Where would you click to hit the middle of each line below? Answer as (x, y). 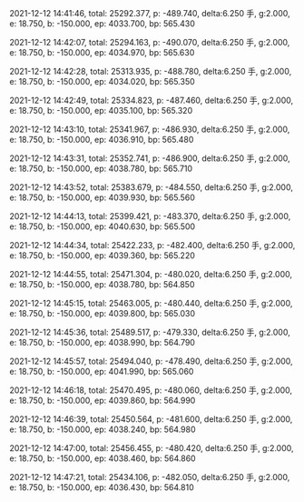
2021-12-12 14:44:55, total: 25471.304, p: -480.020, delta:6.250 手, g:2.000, (151, 274)
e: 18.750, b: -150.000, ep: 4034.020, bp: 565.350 (102, 81)
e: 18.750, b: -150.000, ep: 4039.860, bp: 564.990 (103, 400)
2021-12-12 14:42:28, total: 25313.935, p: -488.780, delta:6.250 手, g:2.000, (151, 71)
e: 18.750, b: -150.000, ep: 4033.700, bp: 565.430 (102, 24)
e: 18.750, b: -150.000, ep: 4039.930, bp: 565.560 (102, 197)
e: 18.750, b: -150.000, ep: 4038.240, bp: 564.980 (103, 429)
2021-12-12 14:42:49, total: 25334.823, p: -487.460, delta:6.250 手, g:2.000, (152, 100)
